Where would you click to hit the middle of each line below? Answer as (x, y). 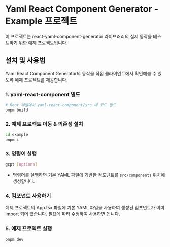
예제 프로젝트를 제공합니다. (41, 80)
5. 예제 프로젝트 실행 (29, 229)
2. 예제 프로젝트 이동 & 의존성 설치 (44, 124)
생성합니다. (24, 181)
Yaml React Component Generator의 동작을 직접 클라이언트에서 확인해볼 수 (81, 73)
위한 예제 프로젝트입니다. (43, 43)
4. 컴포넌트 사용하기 (28, 196)
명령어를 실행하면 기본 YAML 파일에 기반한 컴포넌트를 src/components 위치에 (89, 175)
